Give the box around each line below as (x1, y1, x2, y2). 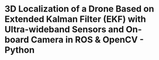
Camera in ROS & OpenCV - (31, 34, 144, 45)
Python (4, 45, 35, 56)
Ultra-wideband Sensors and (4, 24, 124, 35)
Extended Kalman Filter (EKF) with (4, 14, 146, 25)
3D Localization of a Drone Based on (4, 3, 155, 15)
